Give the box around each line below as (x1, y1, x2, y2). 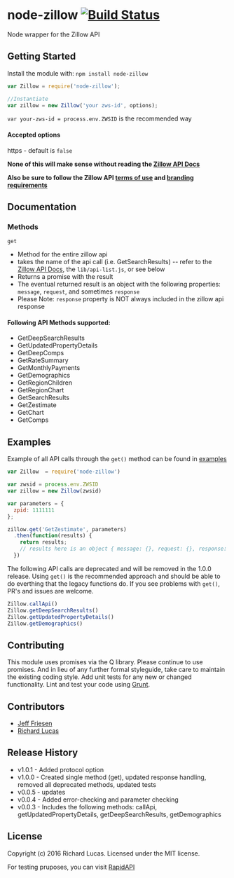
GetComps (17, 416, 49, 424)
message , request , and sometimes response (17, 287, 140, 296)
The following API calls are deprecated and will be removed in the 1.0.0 (7, 564, 212, 572)
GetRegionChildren (17, 378, 72, 387)
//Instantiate (7, 95, 49, 102)
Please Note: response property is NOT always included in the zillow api (17, 295, 224, 303)
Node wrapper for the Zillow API (7, 30, 100, 39)
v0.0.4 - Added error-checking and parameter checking (17, 795, 179, 804)
